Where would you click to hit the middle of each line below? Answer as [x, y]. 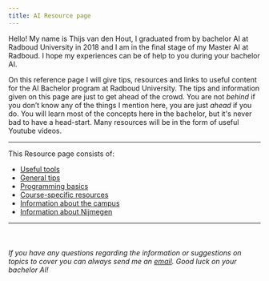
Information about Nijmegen [66, 211]
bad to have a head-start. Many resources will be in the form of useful [124, 122]
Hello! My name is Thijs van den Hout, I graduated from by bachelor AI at [128, 38]
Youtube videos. [35, 130]
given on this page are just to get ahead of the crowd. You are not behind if [132, 96]
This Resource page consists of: [61, 154]
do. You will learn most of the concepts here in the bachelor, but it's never [130, 114]
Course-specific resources [64, 195]
